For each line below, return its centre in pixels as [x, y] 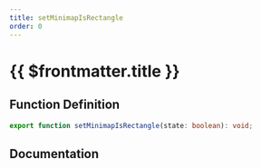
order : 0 [26, 26]
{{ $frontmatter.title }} [95, 71]
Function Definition [65, 105]
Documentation [54, 154]
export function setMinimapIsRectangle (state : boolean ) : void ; [131, 125]
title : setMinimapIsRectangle [67, 18]
